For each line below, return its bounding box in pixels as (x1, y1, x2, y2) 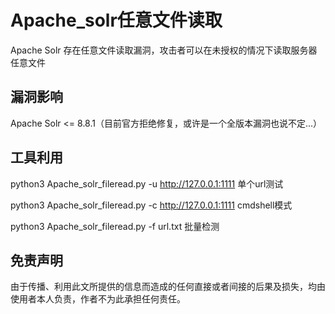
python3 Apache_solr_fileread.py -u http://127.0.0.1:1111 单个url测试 (10, 177, 284, 190)
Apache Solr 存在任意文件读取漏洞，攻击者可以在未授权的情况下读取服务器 (10, 44, 318, 56)
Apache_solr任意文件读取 (10, 9, 223, 32)
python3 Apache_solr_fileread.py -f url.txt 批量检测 (10, 220, 220, 232)
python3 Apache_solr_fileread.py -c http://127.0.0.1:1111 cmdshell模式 (10, 199, 293, 211)
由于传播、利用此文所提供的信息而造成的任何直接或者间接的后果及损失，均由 (10, 281, 326, 293)
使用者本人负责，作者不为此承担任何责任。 (10, 293, 186, 305)
